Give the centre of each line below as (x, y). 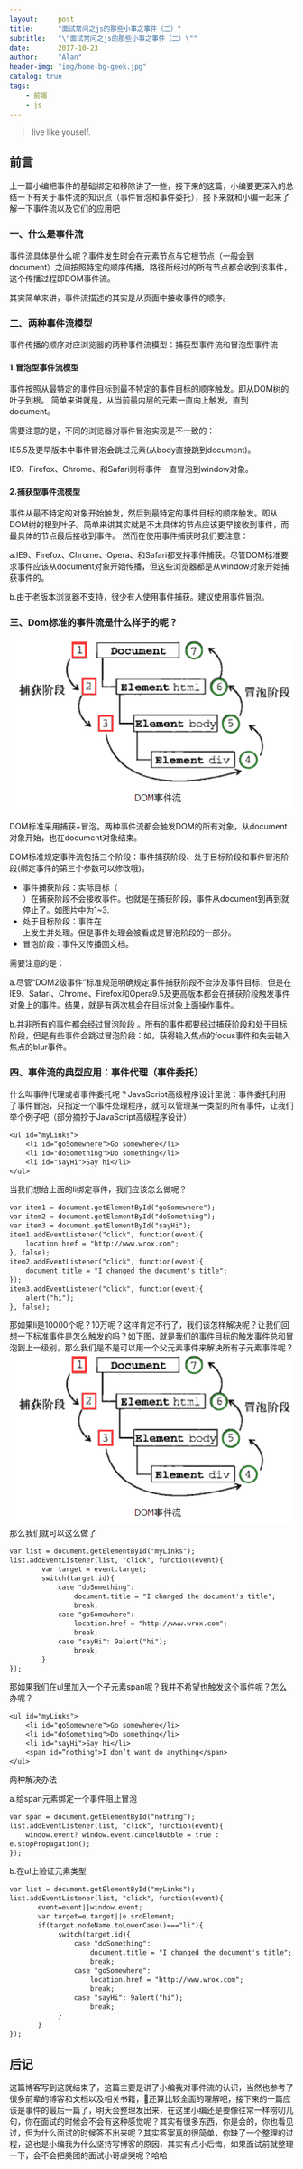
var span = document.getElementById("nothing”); (102, 1817)
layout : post (42, 19)
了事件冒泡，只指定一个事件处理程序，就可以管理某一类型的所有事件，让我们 (151, 1105)
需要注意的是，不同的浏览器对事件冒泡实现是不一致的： (112, 431)
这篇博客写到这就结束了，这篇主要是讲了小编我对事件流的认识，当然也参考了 (151, 2088)
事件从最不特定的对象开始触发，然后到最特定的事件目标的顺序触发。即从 (143, 513)
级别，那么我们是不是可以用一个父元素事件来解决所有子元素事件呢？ (167, 1347)
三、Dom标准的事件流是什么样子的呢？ (94, 622)
